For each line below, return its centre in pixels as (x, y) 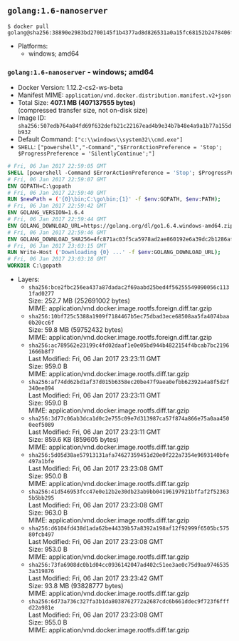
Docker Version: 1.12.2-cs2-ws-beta (70, 88)
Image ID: (32, 118)
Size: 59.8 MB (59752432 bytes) (76, 330)
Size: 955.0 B (48, 622)
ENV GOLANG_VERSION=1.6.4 (46, 213)
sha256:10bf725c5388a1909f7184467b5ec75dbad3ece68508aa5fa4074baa (129, 317)
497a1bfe (41, 462)
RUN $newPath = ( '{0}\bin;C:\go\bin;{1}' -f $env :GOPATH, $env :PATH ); (114, 199)
